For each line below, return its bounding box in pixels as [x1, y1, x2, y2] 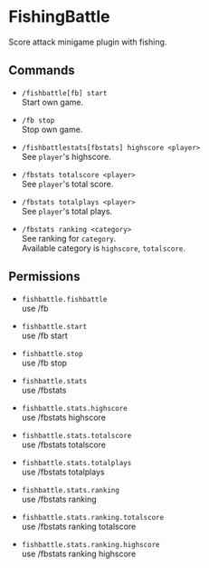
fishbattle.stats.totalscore [21, 431, 132, 440]
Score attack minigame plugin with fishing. [8, 36, 167, 47]
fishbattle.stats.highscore [21, 404, 128, 413]
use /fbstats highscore [21, 412, 106, 423]
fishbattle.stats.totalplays [21, 458, 132, 467]
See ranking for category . [21, 233, 117, 244]
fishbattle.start [21, 322, 88, 331]
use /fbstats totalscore [21, 439, 106, 450]
